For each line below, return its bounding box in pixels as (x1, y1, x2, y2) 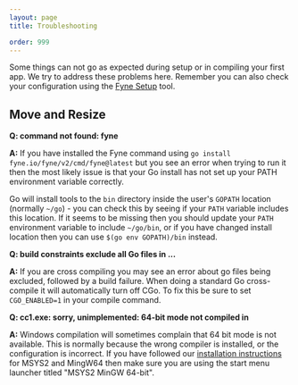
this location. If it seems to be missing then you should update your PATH (9, 213, 274, 223)
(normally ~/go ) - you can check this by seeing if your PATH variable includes (9, 203, 289, 214)
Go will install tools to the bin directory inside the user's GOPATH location (9, 194, 272, 205)
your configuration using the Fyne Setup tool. (9, 81, 176, 92)
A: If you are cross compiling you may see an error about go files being (9, 266, 271, 277)
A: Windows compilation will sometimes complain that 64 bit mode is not (9, 330, 277, 340)
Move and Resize (9, 106, 106, 121)
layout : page (9, 13, 58, 22)
